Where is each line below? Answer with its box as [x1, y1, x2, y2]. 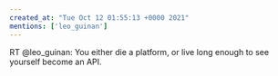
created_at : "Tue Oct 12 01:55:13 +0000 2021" [9, 13, 190, 23]
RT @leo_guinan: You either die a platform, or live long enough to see [9, 46, 270, 57]
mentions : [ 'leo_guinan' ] [9, 22, 108, 31]
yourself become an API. [9, 56, 102, 67]
